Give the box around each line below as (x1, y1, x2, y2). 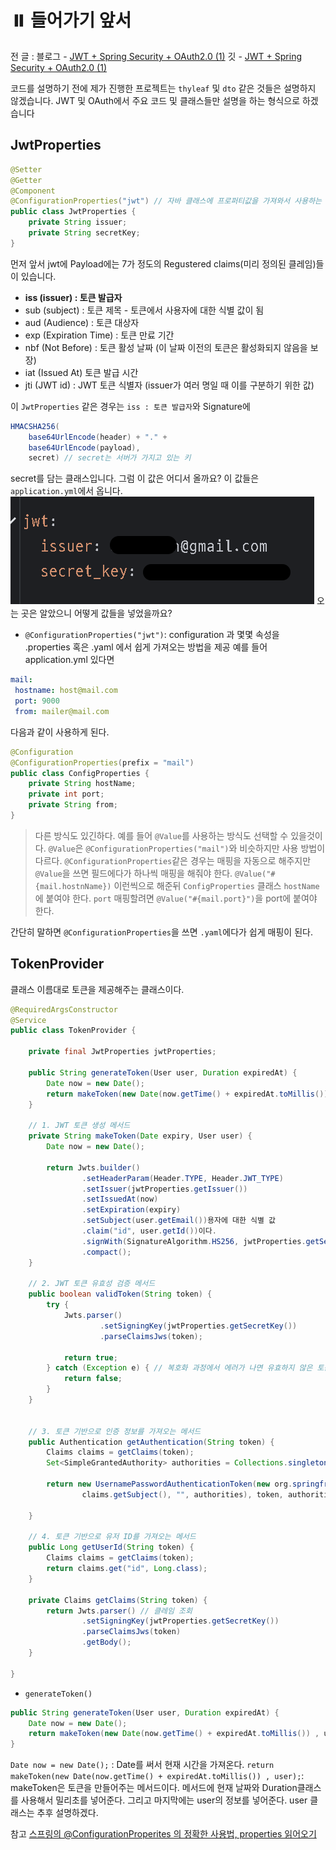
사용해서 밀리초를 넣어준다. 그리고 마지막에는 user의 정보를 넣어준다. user (20, 1794, 308, 1806)
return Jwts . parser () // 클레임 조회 (46, 1606, 193, 1616)
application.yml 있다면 (24, 654, 115, 666)
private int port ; (28, 789, 105, 800)
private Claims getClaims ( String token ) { (28, 1595, 208, 1605)
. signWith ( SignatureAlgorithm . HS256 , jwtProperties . (81, 1236, 307, 1246)
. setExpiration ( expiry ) (81, 1205, 182, 1215)
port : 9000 (14, 696, 60, 706)
